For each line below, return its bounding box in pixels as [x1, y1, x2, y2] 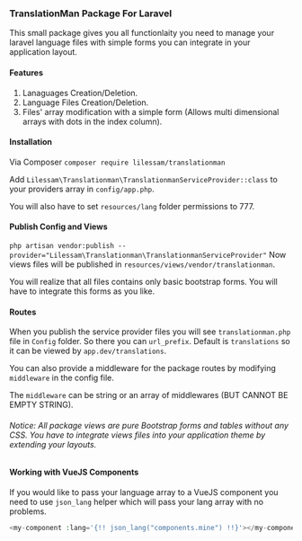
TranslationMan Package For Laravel [9, 7, 173, 20]
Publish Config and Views [9, 221, 108, 232]
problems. [9, 506, 47, 517]
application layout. [9, 47, 78, 58]
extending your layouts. [9, 439, 97, 449]
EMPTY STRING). [9, 399, 74, 411]
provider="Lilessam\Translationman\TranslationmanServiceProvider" [9, 251, 268, 260]
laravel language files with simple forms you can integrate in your [9, 37, 251, 48]
